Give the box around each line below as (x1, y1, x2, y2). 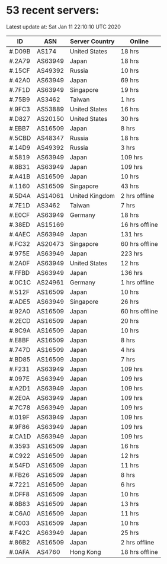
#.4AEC (9, 230, 31, 238)
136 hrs (120, 268, 143, 277)
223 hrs (120, 249, 143, 258)
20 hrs (120, 316, 139, 325)
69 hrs (120, 76, 139, 84)
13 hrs (120, 499, 139, 508)
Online (130, 37, 149, 45)
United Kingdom (69, 191, 115, 200)
